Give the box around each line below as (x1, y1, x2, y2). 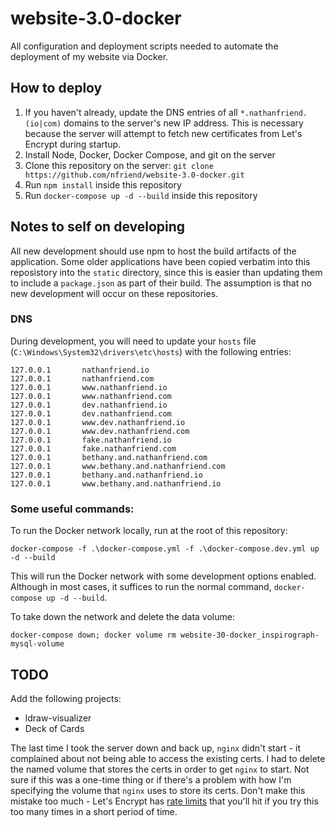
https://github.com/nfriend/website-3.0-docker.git (24, 170, 245, 180)
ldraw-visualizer (24, 712, 92, 724)
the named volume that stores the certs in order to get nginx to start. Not (10, 763, 310, 775)
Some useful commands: (10, 502, 135, 516)
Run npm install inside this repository (24, 178, 182, 191)
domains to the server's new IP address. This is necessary (63, 117, 304, 129)
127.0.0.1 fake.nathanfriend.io (10, 435, 172, 445)
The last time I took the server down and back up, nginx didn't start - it (10, 742, 301, 754)
